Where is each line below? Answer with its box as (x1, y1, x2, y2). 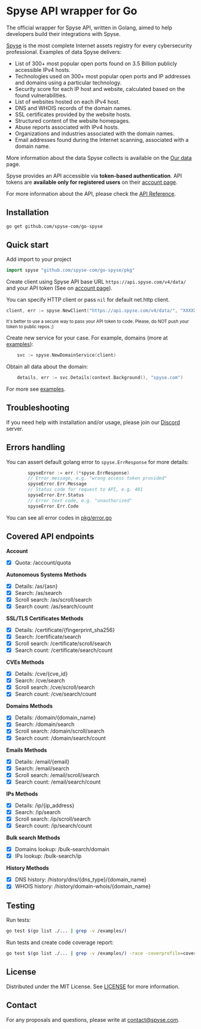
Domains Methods (6, 702, 53, 710)
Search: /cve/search (14, 677, 65, 684)
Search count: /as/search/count (14, 603, 94, 610)
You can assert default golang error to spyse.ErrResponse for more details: (6, 458, 189, 465)
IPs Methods (6, 790, 38, 797)
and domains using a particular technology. (14, 79, 122, 86)
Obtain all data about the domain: (6, 363, 89, 371)
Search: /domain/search (14, 721, 75, 728)
